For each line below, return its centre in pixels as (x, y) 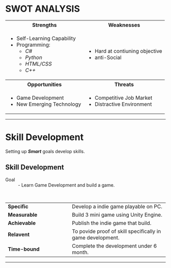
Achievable (22, 223)
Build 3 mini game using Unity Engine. (117, 215)
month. (80, 252)
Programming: (34, 45)
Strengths (45, 25)
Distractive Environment (123, 104)
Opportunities (45, 84)
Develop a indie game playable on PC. (117, 206)
